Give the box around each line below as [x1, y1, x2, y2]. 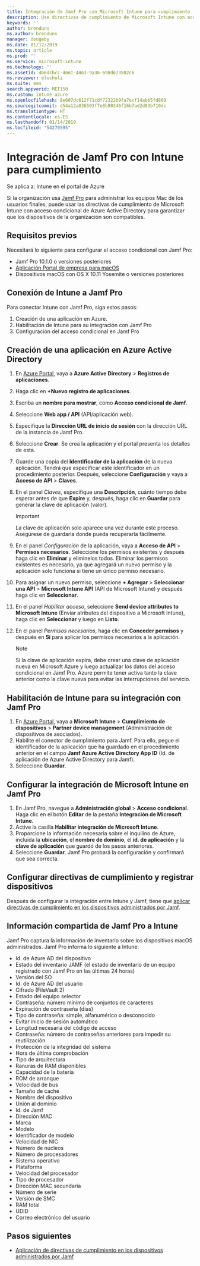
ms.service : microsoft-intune [7, 58, 82, 64]
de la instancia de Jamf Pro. [15, 429, 84, 436]
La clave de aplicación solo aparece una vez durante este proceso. [15, 524, 179, 531]
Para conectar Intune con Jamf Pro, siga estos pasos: [7, 303, 138, 311]
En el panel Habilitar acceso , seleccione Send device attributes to [15, 603, 179, 610]
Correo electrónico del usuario [15, 1214, 91, 1221]
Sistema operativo [15, 1157, 60, 1164]
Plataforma [15, 1163, 43, 1170]
